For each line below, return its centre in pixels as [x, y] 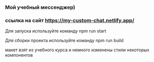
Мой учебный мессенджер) [40, 7]
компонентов [19, 55]
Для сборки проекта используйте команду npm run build [64, 41]
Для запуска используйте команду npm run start [56, 31]
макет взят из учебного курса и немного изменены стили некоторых [77, 50]
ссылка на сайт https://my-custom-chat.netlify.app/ [70, 20]
